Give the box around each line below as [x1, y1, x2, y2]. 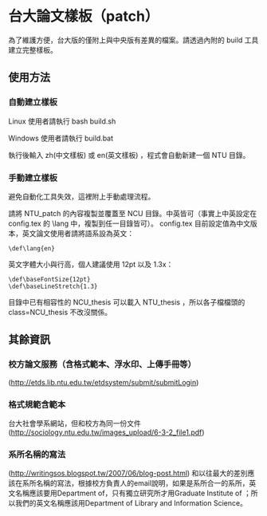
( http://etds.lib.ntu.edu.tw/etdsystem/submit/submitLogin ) [8, 377, 199, 387]
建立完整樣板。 [8, 45, 57, 54]
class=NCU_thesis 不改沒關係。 [8, 307, 112, 317]
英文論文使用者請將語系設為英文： [22, 228, 134, 238]
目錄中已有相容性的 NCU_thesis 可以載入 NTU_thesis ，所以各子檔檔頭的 [8, 297, 245, 307]
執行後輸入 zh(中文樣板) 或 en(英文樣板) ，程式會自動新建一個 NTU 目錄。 [8, 150, 250, 160]
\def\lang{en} [8, 244, 56, 252]
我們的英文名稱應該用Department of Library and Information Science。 [14, 498, 247, 508]
